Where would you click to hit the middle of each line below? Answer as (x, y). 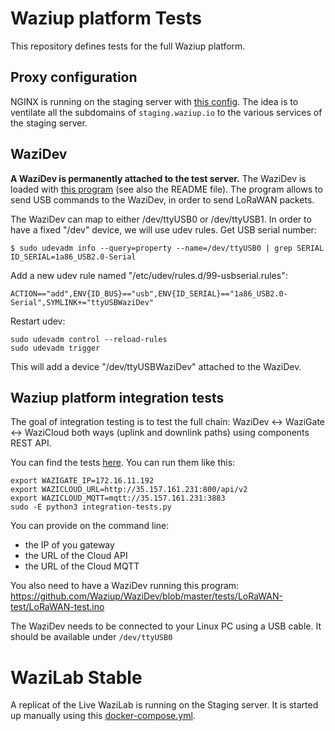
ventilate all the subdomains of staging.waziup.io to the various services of (166, 112)
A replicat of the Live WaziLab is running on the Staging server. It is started (164, 705)
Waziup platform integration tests (117, 397)
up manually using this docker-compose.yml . (103, 716)
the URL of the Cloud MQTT (82, 566)
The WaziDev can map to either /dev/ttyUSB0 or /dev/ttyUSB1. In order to (161, 219)
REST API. (31, 443)
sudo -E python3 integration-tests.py (91, 507)
